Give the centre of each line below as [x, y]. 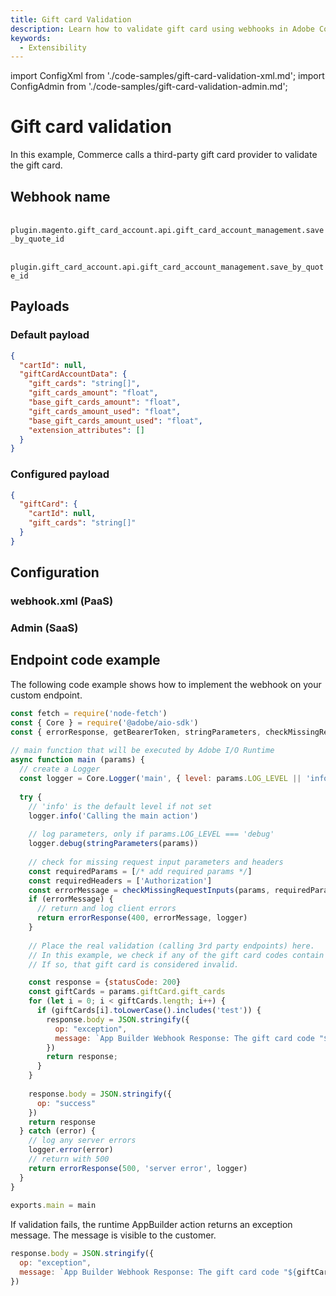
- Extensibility [53, 47]
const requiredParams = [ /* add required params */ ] [140, 871]
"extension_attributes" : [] [86, 430]
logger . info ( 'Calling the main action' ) [113, 816]
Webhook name [60, 196]
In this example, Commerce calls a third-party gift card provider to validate [164, 155]
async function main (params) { [77, 760]
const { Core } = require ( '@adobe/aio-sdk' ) [104, 722]
